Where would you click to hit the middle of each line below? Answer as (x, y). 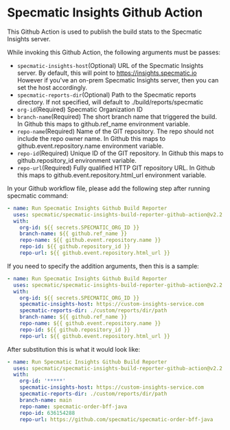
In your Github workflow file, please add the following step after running (109, 188)
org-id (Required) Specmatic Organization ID (80, 109)
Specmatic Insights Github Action (105, 13)
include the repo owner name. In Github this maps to (91, 138)
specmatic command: (38, 195)
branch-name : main (46, 400)
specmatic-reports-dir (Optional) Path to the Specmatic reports (107, 95)
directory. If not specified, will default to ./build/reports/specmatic (110, 102)
